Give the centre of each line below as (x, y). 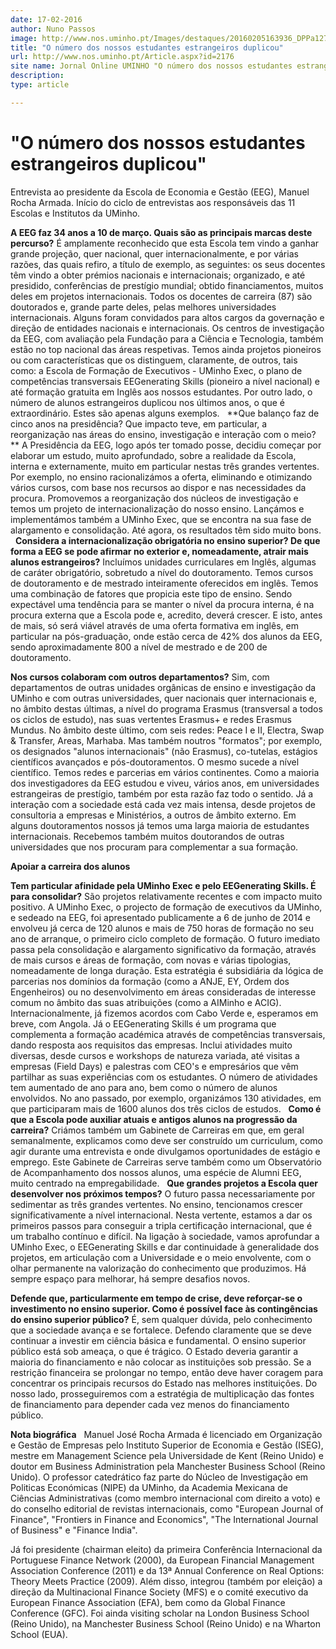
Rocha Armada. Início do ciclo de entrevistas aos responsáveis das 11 (153, 202)
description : (37, 76)
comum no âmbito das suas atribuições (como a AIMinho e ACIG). (146, 1002)
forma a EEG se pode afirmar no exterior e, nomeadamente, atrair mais (159, 551)
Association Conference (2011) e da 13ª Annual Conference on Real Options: (167, 1570)
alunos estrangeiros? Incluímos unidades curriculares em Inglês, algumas (163, 562)
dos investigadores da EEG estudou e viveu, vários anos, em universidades (165, 783)
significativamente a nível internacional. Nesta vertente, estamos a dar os (161, 1215)
